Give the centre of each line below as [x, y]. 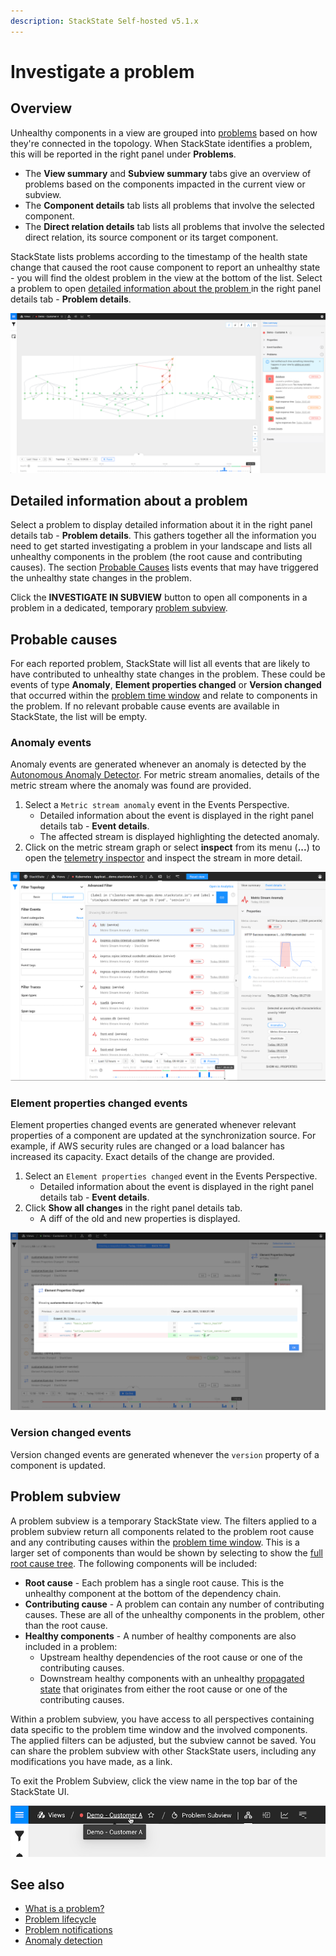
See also [37, 1884]
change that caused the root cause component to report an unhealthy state [165, 267]
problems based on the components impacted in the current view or [165, 184]
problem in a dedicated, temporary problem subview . [119, 608]
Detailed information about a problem [129, 500]
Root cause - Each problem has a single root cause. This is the [154, 1582]
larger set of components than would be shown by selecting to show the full [166, 1552]
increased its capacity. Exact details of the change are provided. [142, 1156]
